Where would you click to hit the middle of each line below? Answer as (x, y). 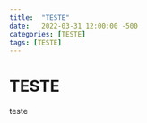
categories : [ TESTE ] (48, 34)
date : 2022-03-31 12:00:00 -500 (74, 26)
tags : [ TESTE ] (36, 42)
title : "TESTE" (39, 17)
